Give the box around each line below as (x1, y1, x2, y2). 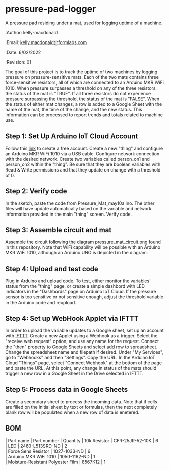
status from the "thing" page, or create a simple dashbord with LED (5, 283, 145, 289)
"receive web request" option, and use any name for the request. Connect (5, 338, 159, 344)
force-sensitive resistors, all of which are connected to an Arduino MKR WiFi (5, 79, 164, 86)
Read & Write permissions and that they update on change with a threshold (5, 166, 161, 173)
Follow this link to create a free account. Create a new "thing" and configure (5, 145, 163, 151)
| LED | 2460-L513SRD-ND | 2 (5, 443, 67, 449)
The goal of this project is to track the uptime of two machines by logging (5, 69, 158, 75)
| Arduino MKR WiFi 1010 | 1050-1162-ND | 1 (5, 453, 96, 459)
